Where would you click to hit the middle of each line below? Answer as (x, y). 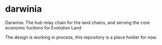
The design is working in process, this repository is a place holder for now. (81, 37)
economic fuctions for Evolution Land (43, 27)
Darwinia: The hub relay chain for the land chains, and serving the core (78, 22)
